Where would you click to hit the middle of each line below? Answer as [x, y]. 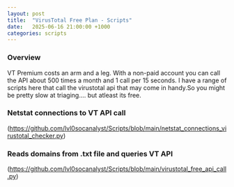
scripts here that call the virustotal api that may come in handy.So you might [116, 87]
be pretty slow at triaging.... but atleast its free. [74, 95]
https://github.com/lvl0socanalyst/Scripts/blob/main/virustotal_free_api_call [118, 169]
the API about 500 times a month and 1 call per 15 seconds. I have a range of [117, 80]
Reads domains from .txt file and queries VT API [90, 154]
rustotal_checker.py [36, 135]
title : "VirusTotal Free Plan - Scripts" [70, 20]
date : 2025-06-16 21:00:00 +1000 [59, 27]
